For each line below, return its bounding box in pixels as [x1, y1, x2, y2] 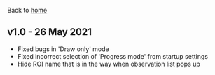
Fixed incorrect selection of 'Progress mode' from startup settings [17, 52, 209, 60]
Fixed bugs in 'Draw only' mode [17, 45, 110, 53]
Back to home [7, 6, 48, 14]
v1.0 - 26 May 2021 [7, 26, 92, 38]
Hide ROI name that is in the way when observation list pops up [17, 60, 201, 68]
